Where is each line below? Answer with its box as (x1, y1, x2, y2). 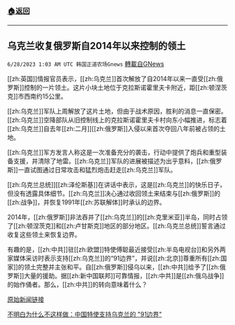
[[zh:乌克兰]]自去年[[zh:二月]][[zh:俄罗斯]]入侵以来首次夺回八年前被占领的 (7, 125, 220, 133)
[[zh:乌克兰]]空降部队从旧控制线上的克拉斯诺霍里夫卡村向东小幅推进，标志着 (7, 116, 227, 124)
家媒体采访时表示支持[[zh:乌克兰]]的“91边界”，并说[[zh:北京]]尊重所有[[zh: (7, 254, 221, 263)
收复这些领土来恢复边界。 (7, 230, 81, 239)
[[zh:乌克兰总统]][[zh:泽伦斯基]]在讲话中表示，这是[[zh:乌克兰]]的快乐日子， (7, 181, 226, 189)
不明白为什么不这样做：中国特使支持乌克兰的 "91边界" (7, 310, 162, 319)
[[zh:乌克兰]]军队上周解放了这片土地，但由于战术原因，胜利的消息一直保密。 (7, 107, 227, 116)
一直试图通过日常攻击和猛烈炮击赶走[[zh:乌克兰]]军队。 (17, 166, 177, 174)
